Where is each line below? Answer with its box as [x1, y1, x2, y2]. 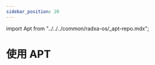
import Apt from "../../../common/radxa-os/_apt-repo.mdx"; [6, 25, 149, 32]
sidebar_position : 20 [6, 8, 60, 15]
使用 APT [6, 47, 51, 61]
